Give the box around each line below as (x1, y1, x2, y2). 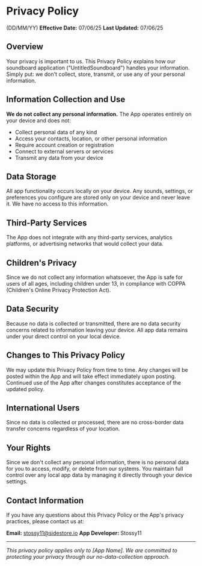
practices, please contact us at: (6, 518, 84, 525)
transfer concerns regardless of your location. (6, 425, 120, 432)
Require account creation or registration (14, 141, 114, 148)
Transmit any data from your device (14, 154, 103, 161)
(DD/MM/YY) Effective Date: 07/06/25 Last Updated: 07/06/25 (6, 24, 164, 31)
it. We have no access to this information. (6, 200, 109, 207)
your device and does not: (6, 116, 71, 124)
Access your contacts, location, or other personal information (14, 134, 167, 142)
